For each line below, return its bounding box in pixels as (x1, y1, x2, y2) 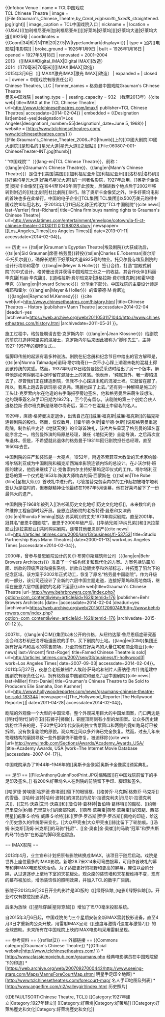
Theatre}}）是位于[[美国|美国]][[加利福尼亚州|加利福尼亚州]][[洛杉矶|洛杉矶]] (5, 171, 160, 176)
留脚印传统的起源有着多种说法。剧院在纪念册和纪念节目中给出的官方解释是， (5, 354, 160, 359)
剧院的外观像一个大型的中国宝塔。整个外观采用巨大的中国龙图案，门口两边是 (5, 710, 160, 716)
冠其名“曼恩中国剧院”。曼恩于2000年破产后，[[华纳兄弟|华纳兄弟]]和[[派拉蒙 (5, 520, 160, 525)
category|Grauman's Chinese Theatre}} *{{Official (5, 943, 107, 948)
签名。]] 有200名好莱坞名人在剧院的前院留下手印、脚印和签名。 (18, 778, 145, 784)
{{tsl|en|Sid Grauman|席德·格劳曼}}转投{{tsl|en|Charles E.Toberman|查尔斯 (5, 250, 156, 256)
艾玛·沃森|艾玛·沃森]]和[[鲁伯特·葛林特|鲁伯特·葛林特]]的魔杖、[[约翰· (20, 801, 158, 807)
